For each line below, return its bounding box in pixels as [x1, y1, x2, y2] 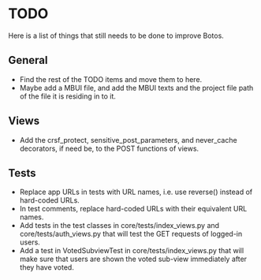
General [8, 54, 49, 67]
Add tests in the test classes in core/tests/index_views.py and [19, 221, 219, 230]
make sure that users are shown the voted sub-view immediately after [19, 254, 247, 264]
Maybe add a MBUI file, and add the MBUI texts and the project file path [19, 83, 254, 92]
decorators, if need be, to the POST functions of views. [19, 144, 199, 153]
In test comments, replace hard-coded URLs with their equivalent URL [19, 204, 248, 214]
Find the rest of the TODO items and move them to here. [19, 74, 203, 84]
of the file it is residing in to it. [19, 91, 117, 101]
